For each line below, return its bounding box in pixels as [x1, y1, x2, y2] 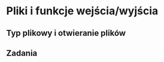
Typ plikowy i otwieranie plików [6, 28, 126, 38]
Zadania [6, 48, 38, 58]
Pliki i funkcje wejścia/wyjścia [6, 4, 159, 18]
